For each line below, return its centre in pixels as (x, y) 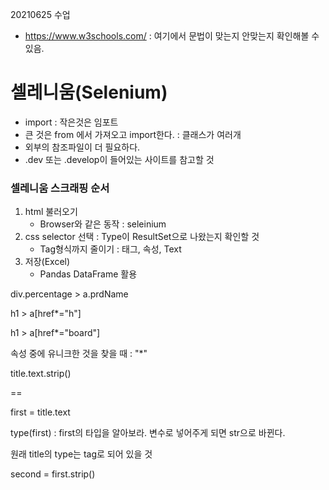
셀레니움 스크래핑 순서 (60, 188)
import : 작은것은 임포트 (71, 122)
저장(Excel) (47, 262)
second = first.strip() (53, 474)
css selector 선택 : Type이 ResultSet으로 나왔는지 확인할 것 (142, 237)
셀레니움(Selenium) (89, 92)
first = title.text (40, 412)
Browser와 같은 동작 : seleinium (103, 224)
